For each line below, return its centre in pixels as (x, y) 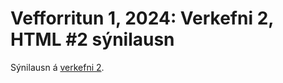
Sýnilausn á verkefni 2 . (57, 67)
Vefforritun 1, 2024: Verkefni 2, (142, 18)
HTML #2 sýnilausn (92, 39)
